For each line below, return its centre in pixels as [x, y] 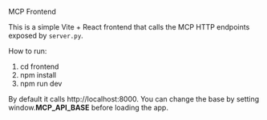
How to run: [28, 51]
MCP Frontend [32, 12]
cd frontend [39, 66]
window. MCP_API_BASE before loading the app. [88, 108]
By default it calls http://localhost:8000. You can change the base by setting [134, 99]
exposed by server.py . [46, 36]
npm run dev [41, 84]
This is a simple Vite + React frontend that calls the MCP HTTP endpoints [129, 27]
